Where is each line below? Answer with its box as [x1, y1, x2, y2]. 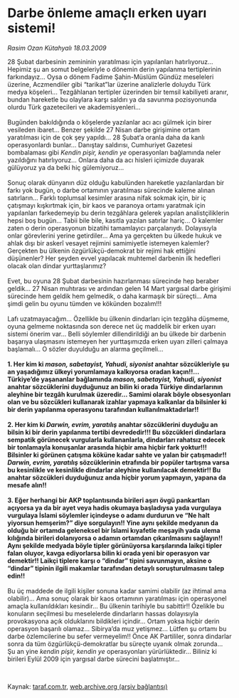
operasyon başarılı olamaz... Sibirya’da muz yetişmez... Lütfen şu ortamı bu [7, 624, 227, 633]
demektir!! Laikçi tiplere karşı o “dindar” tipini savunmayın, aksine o [7, 556, 212, 565]
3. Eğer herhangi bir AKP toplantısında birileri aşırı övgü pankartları [7, 496, 210, 504]
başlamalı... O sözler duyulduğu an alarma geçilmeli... [7, 344, 164, 353]
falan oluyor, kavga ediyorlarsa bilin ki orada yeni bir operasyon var [7, 549, 210, 557]
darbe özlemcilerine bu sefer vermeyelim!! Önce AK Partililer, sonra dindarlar [7, 632, 232, 640]
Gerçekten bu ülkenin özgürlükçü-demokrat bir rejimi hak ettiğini [7, 246, 196, 255]
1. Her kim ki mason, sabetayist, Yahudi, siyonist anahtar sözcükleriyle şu [7, 359, 230, 368]
